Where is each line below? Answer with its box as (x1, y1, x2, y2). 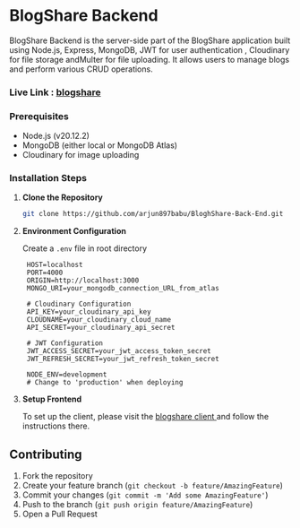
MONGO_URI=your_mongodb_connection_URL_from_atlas (26, 284, 219, 293)
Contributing (9, 446, 82, 462)
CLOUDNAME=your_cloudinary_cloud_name (26, 316, 172, 325)
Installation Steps (9, 172, 88, 185)
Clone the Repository (21, 192, 103, 203)
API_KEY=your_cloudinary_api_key (26, 307, 151, 316)
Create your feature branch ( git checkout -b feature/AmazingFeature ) (21, 480, 284, 491)
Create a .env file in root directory (21, 243, 148, 254)
